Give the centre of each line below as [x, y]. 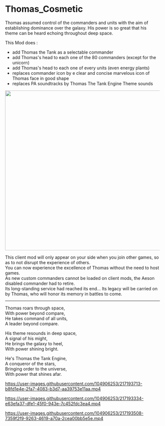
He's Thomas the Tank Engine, [36, 358]
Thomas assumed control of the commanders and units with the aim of [77, 23]
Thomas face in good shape [41, 78]
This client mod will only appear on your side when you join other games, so [82, 257]
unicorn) [21, 62]
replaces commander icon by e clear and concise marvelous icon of [81, 73]
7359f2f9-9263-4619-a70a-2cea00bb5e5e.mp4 [54, 418]
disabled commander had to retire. [40, 283]
